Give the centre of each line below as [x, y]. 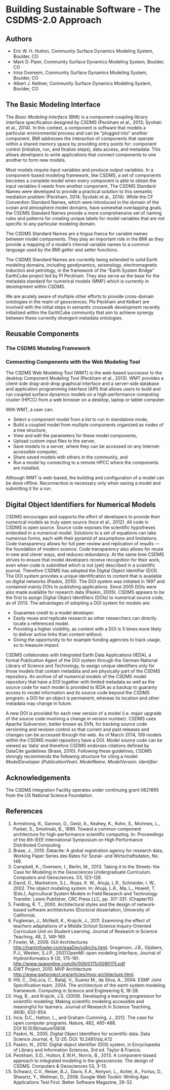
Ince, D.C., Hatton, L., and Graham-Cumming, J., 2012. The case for [83, 1017]
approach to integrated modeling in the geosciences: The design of [83, 1061]
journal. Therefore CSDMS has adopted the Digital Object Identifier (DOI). [82, 571]
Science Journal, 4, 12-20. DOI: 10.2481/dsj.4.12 [63, 1039]
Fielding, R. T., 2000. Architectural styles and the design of [74, 904]
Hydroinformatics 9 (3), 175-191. [46, 958]
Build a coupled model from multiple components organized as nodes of [88, 425]
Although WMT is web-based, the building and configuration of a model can [85, 478]
